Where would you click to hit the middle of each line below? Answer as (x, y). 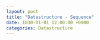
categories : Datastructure (40, 28)
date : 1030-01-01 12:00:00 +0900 (48, 22)
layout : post (22, 11)
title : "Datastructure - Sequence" (50, 17)
